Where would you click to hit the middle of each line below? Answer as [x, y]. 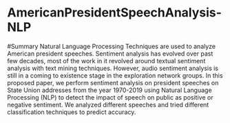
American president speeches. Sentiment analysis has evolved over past [110, 54]
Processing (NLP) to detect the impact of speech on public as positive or [110, 97]
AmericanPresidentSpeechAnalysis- [115, 13]
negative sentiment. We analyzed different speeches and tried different [108, 104]
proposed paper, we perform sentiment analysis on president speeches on [113, 82]
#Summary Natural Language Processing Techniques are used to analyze [112, 46]
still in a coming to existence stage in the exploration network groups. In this [115, 75]
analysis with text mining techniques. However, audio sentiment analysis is [113, 68]
